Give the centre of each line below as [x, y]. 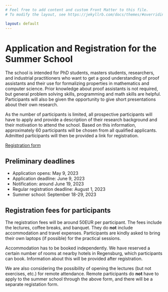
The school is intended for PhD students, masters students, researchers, [80, 73]
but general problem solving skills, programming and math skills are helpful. [83, 94]
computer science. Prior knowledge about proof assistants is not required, [82, 89]
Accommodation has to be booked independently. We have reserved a [78, 248]
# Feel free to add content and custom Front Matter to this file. [77, 10]
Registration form [23, 145]
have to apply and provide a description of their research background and [81, 120]
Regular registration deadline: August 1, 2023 [59, 189]
